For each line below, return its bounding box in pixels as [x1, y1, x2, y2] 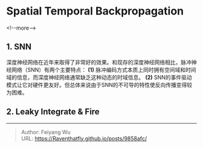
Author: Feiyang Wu [21, 128, 71, 135]
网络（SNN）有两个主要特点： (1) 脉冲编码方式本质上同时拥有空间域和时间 [11, 66, 196, 73]
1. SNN [6, 42, 32, 52]
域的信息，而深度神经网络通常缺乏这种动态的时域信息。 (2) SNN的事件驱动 [6, 74, 192, 81]
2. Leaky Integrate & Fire [6, 107, 100, 117]
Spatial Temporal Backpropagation [6, 4, 184, 18]
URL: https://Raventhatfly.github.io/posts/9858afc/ [21, 135, 147, 142]
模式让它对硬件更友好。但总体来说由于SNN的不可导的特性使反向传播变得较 [6, 81, 193, 88]
